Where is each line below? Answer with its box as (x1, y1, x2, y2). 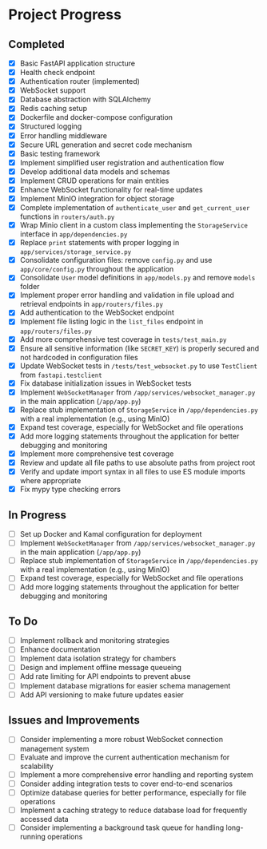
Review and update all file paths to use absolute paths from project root (19, 458, 256, 468)
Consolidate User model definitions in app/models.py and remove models (19, 273, 256, 283)
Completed (8, 38, 66, 51)
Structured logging (19, 121, 82, 131)
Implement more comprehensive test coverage (19, 449, 174, 458)
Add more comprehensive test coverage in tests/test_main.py (19, 334, 227, 344)
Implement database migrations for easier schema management (19, 680, 231, 690)
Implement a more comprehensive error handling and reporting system (19, 769, 253, 780)
